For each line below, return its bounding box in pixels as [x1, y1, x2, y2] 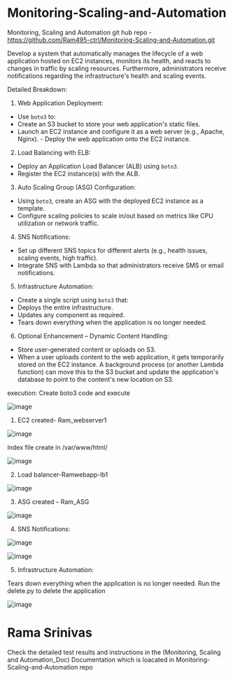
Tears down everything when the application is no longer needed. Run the [7, 579, 220, 587]
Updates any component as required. [17, 310, 125, 319]
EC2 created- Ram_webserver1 [17, 416, 107, 424]
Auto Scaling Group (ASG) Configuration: [17, 182, 136, 191]
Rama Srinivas [7, 625, 92, 641]
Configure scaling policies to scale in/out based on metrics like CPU [17, 211, 213, 220]
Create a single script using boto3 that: [17, 295, 129, 304]
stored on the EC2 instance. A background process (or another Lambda [17, 360, 224, 368]
